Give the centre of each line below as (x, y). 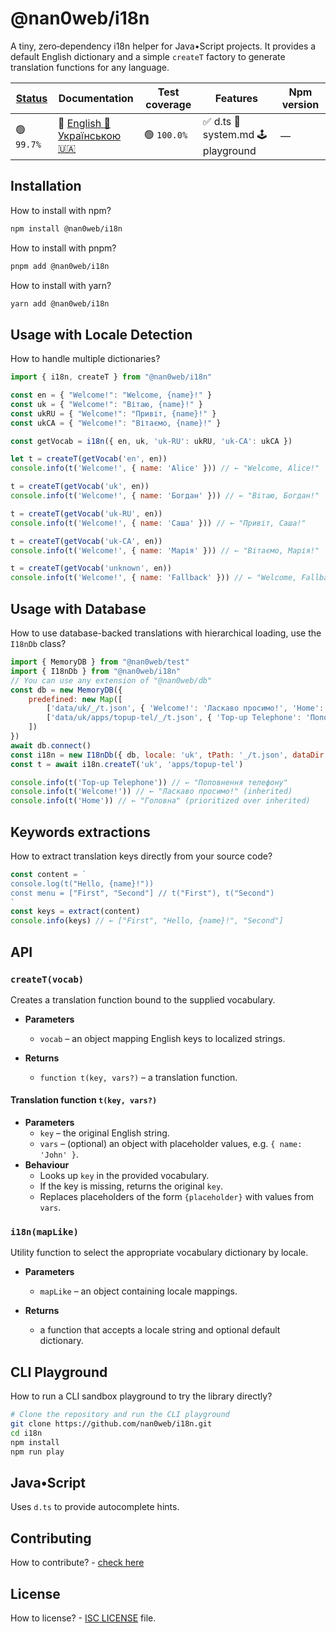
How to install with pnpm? (63, 248)
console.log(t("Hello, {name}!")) (82, 883)
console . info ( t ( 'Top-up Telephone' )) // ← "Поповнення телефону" (149, 782)
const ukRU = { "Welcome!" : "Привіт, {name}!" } (113, 413)
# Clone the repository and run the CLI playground (120, 1415)
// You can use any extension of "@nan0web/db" (111, 680)
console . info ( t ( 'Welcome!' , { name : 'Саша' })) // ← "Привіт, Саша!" (158, 523)
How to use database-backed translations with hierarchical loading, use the (166, 633)
